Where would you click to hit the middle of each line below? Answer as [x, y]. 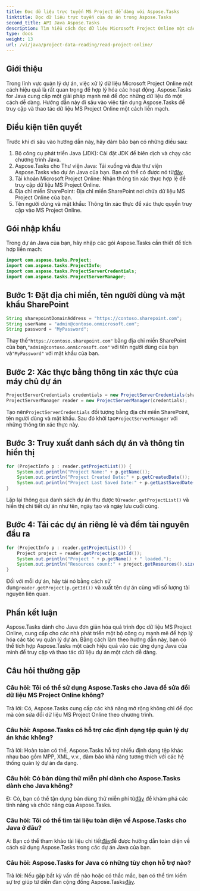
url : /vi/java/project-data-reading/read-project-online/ [79, 45]
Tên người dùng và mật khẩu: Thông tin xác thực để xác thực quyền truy [103, 203]
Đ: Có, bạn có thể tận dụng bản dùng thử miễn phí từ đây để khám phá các [97, 799]
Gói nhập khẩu [34, 229]
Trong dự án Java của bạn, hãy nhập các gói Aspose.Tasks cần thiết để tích [99, 243]
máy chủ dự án [34, 381]
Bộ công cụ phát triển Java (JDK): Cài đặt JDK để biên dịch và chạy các [103, 153]
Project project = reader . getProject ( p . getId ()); [80, 553]
